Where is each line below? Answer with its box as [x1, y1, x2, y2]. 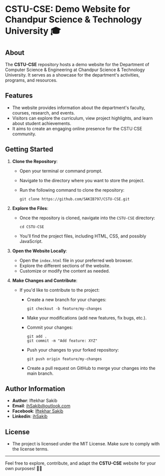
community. [12, 131, 36, 137]
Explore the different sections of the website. [19, 263, 110, 269]
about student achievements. [12, 120, 71, 126]
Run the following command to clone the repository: [19, 187, 125, 193]
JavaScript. [19, 238, 43, 244]
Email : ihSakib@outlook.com [12, 403, 71, 409]
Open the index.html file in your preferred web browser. [19, 257, 133, 263]
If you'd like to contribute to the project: [19, 287, 100, 293]
